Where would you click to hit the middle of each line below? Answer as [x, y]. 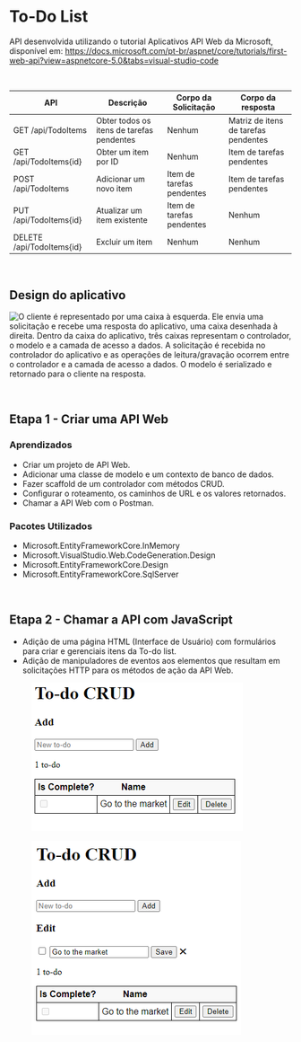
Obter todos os [123, 120]
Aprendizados [41, 445]
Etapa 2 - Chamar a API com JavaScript [121, 620]
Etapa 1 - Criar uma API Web [89, 419]
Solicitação [194, 107]
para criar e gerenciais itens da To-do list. [99, 651]
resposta [258, 107]
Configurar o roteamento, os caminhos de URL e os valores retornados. [154, 493]
